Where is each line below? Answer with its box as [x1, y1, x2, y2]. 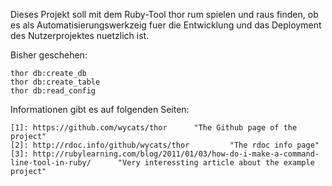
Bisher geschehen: [10, 49, 88, 61]
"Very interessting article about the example [117, 158, 315, 168]
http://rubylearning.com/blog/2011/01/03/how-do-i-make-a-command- [32, 149, 320, 159]
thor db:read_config [10, 86, 97, 96]
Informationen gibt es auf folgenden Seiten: [10, 104, 190, 115]
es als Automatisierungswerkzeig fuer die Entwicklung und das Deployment [10, 19, 322, 31]
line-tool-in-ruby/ [10, 158, 92, 168]
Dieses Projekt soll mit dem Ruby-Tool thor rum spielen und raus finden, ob [10, 9, 319, 20]
